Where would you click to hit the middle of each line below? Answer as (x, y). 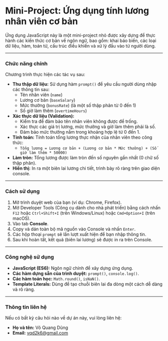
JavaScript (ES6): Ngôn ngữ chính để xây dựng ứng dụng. (73, 268)
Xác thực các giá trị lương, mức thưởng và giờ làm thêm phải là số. (88, 127)
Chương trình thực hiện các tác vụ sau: (45, 75)
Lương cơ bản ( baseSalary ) (47, 100)
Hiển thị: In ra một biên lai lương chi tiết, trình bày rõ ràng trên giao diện (86, 168)
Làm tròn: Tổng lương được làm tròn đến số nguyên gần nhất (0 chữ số (85, 158)
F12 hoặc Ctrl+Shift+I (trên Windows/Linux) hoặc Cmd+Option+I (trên (83, 213)
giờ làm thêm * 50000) (43, 153)
